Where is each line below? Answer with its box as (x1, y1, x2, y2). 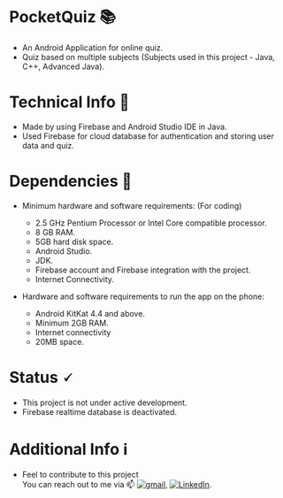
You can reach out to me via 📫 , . (21, 479, 212, 489)
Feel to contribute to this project (21, 469, 139, 479)
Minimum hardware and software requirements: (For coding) (21, 200, 242, 211)
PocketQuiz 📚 (9, 7, 117, 27)
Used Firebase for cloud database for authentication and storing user (21, 130, 275, 142)
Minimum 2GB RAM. (34, 318, 109, 328)
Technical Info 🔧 (9, 92, 130, 112)
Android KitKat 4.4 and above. (34, 308, 146, 318)
